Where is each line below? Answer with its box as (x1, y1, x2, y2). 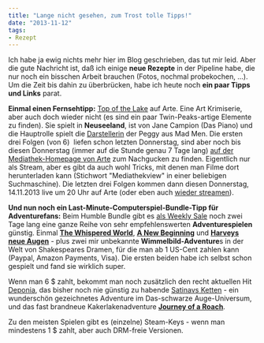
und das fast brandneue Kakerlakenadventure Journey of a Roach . (8, 302, 226, 311)
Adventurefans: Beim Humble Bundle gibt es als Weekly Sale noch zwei (8, 211, 243, 221)
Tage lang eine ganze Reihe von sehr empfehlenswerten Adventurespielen (8, 220, 253, 229)
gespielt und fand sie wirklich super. (8, 262, 126, 271)
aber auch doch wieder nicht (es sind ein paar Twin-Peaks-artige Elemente (8, 112, 252, 122)
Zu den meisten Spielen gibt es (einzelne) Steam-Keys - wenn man (8, 317, 225, 327)
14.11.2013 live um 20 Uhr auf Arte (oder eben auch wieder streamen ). (8, 188, 234, 197)
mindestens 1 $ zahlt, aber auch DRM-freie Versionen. (8, 326, 184, 335)
